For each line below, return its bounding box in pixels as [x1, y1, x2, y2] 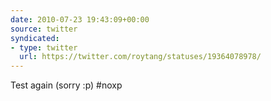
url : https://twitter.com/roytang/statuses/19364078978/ [19, 52, 262, 62]
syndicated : [10, 33, 60, 43]
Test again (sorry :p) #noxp [10, 79, 123, 91]
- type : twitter [10, 42, 78, 53]
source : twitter [10, 24, 78, 34]
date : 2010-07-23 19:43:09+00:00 [10, 14, 150, 25]
